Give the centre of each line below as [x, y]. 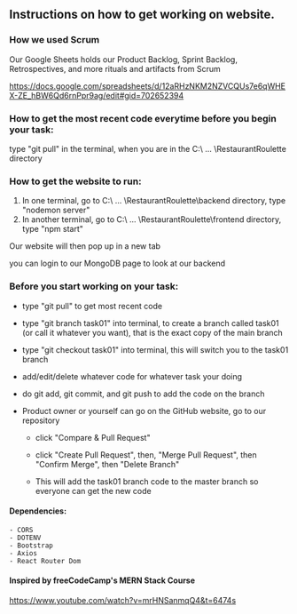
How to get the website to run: [75, 181]
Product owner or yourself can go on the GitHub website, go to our [144, 411]
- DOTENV [25, 538]
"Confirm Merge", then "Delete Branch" [107, 464]
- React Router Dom [45, 561]
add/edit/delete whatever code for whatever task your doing [132, 376]
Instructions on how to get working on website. [142, 15]
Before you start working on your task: [94, 286]
